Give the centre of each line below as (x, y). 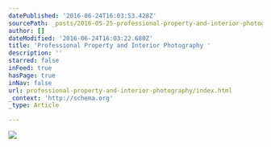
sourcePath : (28, 23)
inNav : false (30, 83)
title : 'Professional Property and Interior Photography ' (110, 46)
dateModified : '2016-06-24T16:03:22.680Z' (81, 38)
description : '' (35, 53)
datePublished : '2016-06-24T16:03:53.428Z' (83, 16)
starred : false (34, 61)
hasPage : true (32, 76)
